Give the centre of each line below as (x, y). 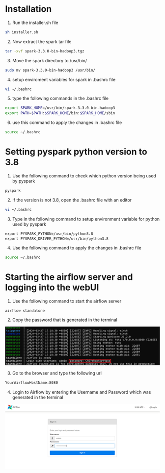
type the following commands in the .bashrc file (60, 99)
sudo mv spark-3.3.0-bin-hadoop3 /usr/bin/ (50, 70)
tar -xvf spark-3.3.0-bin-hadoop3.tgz (45, 51)
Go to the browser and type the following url (57, 373)
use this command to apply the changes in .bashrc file (67, 123)
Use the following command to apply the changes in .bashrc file (77, 248)
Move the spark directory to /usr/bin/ (50, 60)
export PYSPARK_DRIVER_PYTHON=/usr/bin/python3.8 (57, 239)
